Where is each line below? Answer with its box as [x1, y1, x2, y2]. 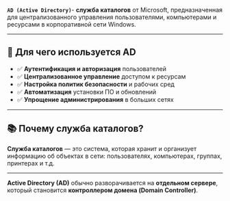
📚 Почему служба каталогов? [7, 123, 144, 135]
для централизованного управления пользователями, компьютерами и [7, 13, 217, 21]
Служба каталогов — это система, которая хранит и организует [7, 144, 197, 152]
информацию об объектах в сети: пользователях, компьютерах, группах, [7, 152, 222, 160]
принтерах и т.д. [7, 159, 55, 167]
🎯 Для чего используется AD [7, 46, 136, 58]
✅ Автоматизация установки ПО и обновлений [16, 88, 157, 96]
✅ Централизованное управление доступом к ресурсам [16, 72, 186, 81]
